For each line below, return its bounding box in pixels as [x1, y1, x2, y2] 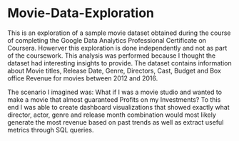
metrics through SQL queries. [7, 125, 94, 134]
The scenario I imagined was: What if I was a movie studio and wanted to [7, 88, 223, 96]
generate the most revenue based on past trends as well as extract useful [7, 117, 224, 126]
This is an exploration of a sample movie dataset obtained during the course [7, 28, 231, 37]
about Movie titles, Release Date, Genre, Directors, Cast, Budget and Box [7, 66, 221, 75]
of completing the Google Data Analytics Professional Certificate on [7, 36, 207, 44]
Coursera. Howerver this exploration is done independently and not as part [7, 43, 228, 52]
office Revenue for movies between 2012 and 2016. [7, 73, 158, 83]
